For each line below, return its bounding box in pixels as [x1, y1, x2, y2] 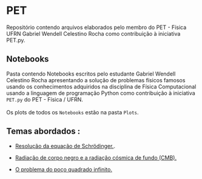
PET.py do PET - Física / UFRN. [6, 96, 84, 103]
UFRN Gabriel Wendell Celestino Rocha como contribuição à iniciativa [6, 30, 181, 37]
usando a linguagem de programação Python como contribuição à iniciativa [6, 89, 195, 97]
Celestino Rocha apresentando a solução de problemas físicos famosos [6, 76, 186, 83]
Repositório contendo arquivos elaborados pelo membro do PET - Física [6, 24, 187, 31]
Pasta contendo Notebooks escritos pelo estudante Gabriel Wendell [6, 70, 176, 77]
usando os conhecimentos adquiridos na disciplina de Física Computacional [6, 83, 197, 90]
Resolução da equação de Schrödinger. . [15, 142, 115, 149]
